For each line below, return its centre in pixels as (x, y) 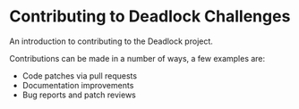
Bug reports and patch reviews (79, 95)
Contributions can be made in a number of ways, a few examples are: (137, 58)
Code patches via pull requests (79, 75)
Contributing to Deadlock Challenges (150, 17)
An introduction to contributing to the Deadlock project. (111, 41)
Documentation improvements (78, 85)
